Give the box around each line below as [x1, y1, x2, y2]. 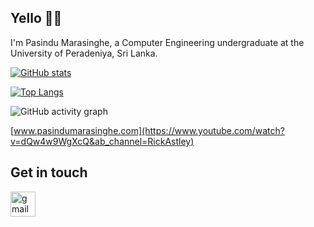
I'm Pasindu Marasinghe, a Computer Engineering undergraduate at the [10, 36, 305, 48]
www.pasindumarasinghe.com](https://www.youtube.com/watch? [13, 124, 285, 136]
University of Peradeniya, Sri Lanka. [10, 47, 158, 59]
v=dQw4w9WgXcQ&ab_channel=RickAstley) [10, 135, 195, 147]
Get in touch [10, 164, 88, 181]
